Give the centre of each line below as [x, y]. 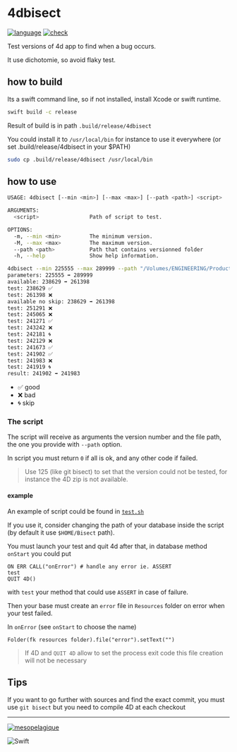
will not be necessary [55, 660]
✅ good [29, 387]
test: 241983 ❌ [30, 360]
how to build [35, 82]
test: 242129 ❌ [30, 341]
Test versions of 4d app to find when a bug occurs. [82, 46]
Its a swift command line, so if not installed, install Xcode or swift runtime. [114, 99]
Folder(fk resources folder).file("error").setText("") [91, 640]
